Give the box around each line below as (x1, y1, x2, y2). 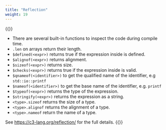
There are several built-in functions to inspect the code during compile (12, 35, 158, 41)
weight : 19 (5, 12, 28, 17)
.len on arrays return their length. (12, 46, 82, 52)
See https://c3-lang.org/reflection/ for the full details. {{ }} (5, 119, 123, 125)
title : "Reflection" (5, 7, 48, 12)
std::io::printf (12, 78, 46, 84)
